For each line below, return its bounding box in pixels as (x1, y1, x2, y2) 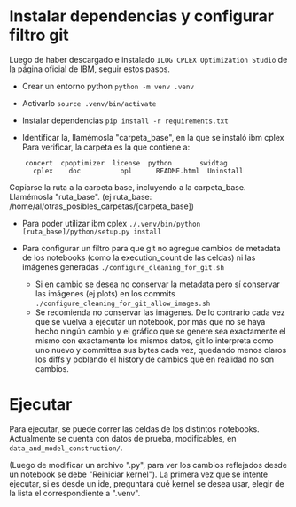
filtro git (9, 25, 69, 45)
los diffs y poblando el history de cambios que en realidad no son (35, 354, 275, 365)
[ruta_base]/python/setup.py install (21, 227, 162, 236)
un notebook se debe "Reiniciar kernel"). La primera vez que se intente (9, 469, 269, 480)
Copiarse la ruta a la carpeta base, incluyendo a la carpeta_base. (9, 181, 246, 192)
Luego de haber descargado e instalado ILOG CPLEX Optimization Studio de (9, 54, 288, 65)
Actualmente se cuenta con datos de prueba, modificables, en (9, 433, 237, 443)
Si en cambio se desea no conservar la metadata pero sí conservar (35, 279, 281, 289)
